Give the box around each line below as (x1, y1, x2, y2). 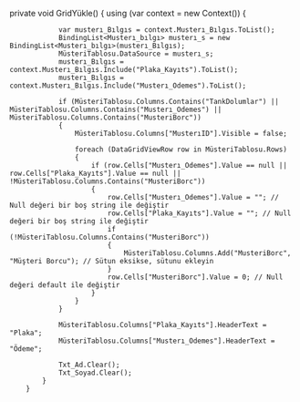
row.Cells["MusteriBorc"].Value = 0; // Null (107, 273, 284, 282)
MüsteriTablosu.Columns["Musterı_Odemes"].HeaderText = (57, 336, 275, 345)
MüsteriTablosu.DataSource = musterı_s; (57, 49, 214, 58)
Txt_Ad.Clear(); (57, 360, 120, 369)
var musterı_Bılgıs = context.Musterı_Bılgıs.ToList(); (57, 26, 275, 35)
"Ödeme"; (9, 345, 43, 354)
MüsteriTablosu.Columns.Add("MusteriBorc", (123, 249, 292, 258)
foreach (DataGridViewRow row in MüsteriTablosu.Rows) (74, 145, 287, 154)
